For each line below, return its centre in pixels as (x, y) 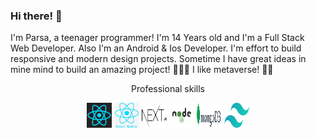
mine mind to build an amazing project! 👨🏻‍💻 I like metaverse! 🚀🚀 (142, 70)
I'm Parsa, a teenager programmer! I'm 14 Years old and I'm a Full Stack (157, 38)
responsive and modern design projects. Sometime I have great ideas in (158, 59)
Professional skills (168, 89)
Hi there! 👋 (36, 16)
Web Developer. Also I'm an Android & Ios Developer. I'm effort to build (156, 48)
